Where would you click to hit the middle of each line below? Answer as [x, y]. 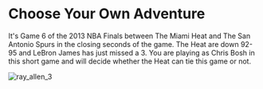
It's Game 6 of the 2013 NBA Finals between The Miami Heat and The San [130, 36]
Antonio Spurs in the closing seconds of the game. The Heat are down [124, 44]
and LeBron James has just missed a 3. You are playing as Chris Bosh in [137, 52]
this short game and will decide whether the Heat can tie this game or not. [130, 61]
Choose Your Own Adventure [107, 14]
